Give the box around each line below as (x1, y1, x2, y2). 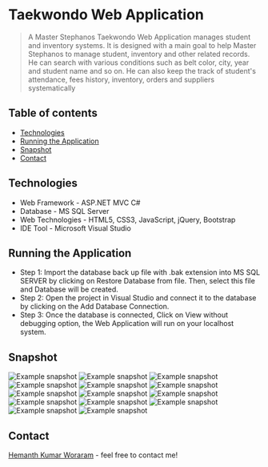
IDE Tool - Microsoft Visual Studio (19, 223, 132, 233)
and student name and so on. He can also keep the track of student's (27, 66, 256, 75)
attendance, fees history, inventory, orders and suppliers (27, 74, 214, 84)
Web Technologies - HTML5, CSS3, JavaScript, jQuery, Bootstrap (19, 215, 236, 224)
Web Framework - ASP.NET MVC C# (19, 198, 141, 207)
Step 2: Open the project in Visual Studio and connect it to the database (19, 293, 257, 303)
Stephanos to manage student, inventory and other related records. (27, 49, 250, 58)
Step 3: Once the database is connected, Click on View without (19, 310, 229, 320)
